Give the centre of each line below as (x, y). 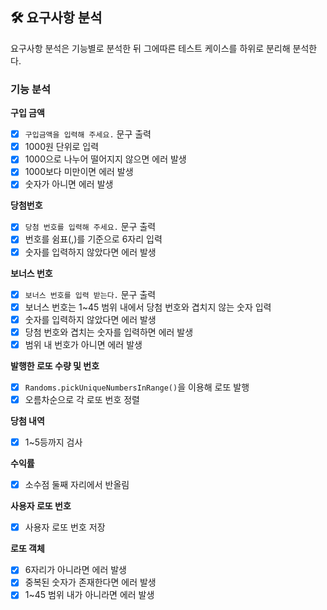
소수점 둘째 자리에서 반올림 (77, 485)
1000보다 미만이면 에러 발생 (79, 172)
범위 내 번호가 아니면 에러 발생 (83, 344)
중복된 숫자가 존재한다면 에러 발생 (90, 582)
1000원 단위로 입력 (62, 147)
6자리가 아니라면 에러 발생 (75, 570)
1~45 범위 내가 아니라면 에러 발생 (89, 595)
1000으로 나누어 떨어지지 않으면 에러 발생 (105, 159)
